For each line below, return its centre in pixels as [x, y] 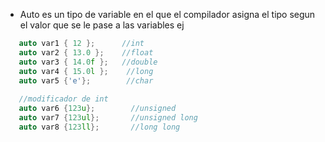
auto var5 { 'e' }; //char [86, 80]
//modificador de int [63, 99]
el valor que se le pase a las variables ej [102, 25]
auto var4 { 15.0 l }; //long [86, 71]
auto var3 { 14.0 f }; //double [88, 62]
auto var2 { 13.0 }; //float [86, 52]
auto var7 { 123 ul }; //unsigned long [108, 118]
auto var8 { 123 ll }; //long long [99, 127]
